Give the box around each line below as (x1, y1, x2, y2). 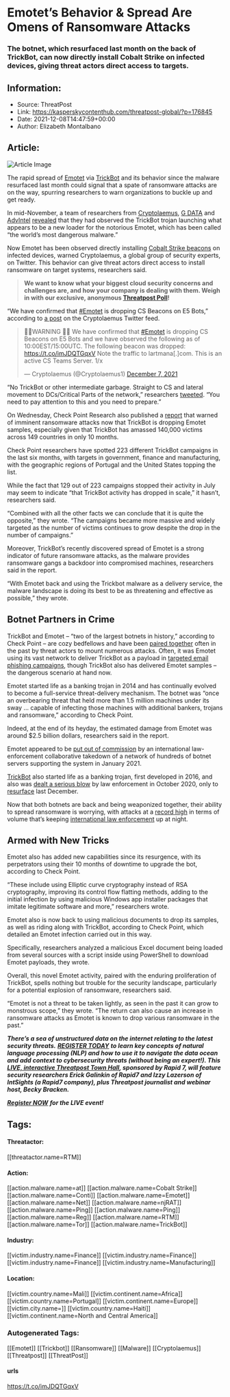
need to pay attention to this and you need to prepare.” (7, 398, 162, 406)
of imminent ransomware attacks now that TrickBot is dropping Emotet (7, 418, 207, 426)
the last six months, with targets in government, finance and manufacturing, (7, 453, 221, 461)
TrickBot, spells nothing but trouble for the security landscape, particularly (7, 979, 217, 987)
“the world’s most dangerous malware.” (7, 230, 118, 239)
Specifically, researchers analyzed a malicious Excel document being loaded (7, 944, 223, 952)
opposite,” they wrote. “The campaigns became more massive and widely (7, 516, 216, 524)
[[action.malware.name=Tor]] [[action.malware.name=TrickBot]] (7, 1220, 188, 1228)
